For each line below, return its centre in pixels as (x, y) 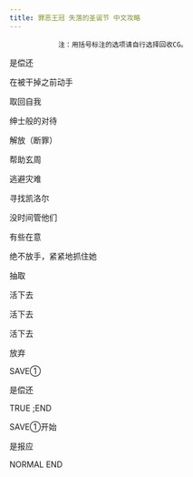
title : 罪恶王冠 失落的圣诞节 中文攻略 (75, 18)
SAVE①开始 (33, 426)
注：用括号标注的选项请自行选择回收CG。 (123, 45)
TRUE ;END (31, 408)
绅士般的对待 (33, 120)
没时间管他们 (33, 217)
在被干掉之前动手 (41, 82)
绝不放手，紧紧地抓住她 (53, 256)
